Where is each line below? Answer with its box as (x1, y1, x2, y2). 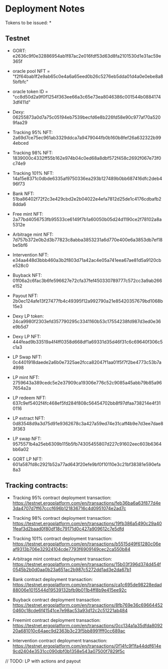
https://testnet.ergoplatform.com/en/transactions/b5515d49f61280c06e (12, 541, 161, 547)
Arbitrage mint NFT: (12, 231, 54, 237)
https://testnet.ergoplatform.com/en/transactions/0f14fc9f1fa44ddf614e (12, 643, 161, 649)
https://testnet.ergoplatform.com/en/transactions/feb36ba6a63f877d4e (12, 500, 161, 506)
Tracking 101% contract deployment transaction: (12, 535, 113, 541)
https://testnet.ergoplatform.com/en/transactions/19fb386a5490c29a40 (12, 520, 162, 526)
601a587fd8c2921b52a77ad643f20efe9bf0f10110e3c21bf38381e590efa (12, 461, 161, 467)
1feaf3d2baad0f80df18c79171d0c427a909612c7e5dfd (12, 526, 124, 532)
